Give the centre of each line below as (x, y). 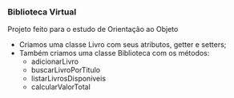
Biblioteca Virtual (42, 12)
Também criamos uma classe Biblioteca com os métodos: (114, 53)
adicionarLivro (55, 61)
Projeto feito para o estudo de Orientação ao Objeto (93, 29)
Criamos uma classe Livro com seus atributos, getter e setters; (123, 45)
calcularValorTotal (61, 87)
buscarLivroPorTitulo (66, 70)
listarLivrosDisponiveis (68, 79)
